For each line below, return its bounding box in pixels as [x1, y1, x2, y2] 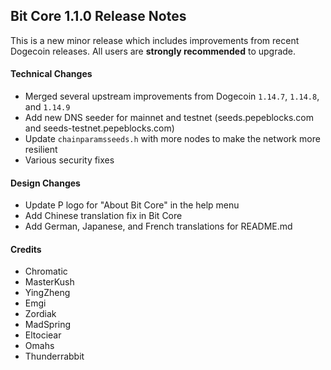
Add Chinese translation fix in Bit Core [24, 210, 183, 222]
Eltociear [24, 329, 62, 341]
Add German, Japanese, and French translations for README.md [24, 220, 293, 233]
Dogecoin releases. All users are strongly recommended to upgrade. [10, 45, 297, 57]
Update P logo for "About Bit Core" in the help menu [24, 199, 240, 211]
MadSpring [24, 319, 72, 331]
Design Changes [10, 177, 81, 189]
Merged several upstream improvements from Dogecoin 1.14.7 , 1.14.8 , [24, 90, 320, 103]
